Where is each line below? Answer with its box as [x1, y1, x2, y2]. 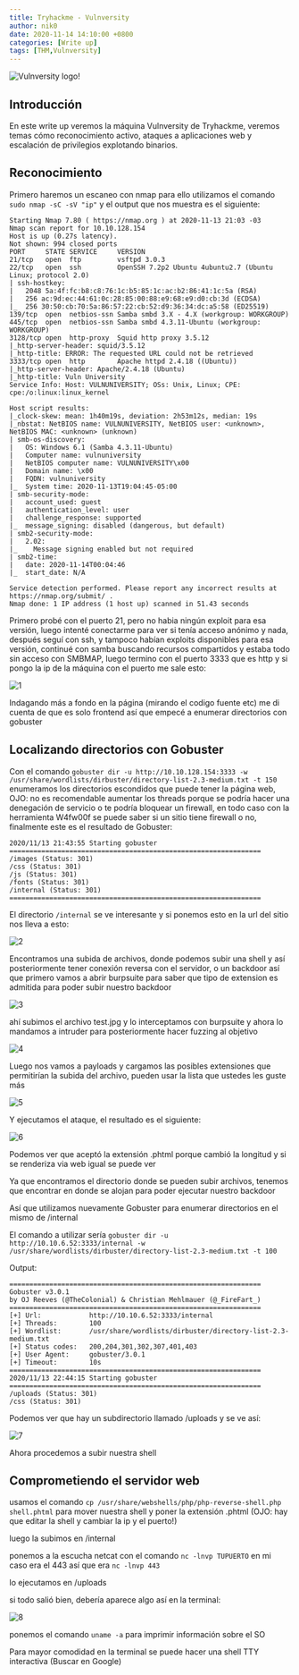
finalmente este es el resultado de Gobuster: [9, 821, 172, 832]
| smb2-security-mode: [9, 529, 94, 537]
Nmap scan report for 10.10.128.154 [9, 224, 145, 233]
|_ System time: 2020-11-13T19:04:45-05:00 [9, 482, 178, 491]
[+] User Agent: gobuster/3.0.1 [9, 1349, 145, 1359]
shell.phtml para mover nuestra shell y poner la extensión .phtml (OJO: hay [9, 1506, 288, 1517]
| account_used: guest [9, 497, 102, 506]
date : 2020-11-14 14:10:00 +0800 [9, 30, 134, 38]
